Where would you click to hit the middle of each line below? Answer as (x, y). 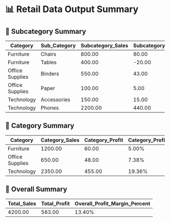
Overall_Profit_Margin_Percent (113, 203)
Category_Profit (104, 140)
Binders (50, 74)
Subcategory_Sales (104, 46)
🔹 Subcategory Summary (46, 31)
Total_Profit (55, 203)
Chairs (49, 54)
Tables (49, 62)
